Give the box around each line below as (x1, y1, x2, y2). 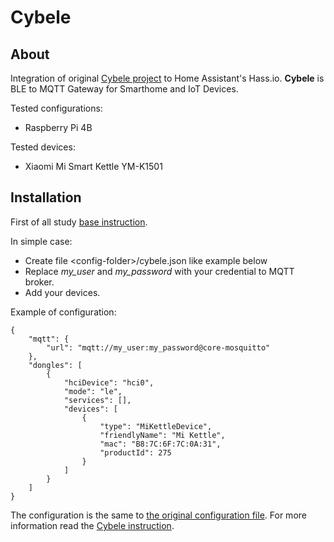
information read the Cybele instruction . (10, 519, 175, 531)
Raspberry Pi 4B (24, 122, 93, 133)
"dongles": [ (28, 360, 83, 370)
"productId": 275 (99, 447, 172, 458)
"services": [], (63, 395, 132, 405)
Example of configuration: (10, 306, 117, 318)
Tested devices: (10, 141, 76, 153)
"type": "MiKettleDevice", (99, 421, 213, 431)
